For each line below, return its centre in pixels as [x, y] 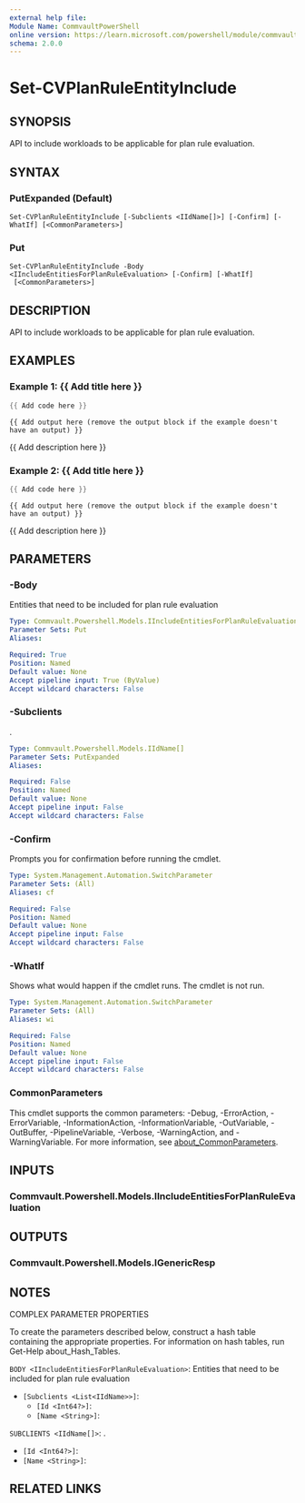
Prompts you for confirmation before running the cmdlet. [115, 859]
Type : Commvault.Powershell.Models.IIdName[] [97, 748]
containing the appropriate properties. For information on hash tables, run [147, 1342]
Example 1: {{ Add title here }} [76, 387]
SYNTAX [35, 172]
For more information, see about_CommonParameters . [177, 1142]
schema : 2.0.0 [36, 43]
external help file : [49, 18]
